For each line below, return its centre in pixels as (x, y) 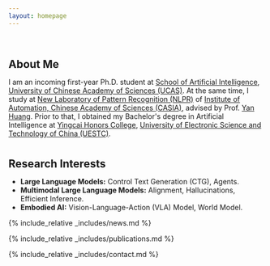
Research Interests (57, 164)
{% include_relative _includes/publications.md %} (91, 239)
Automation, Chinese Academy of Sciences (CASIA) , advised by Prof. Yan (131, 108)
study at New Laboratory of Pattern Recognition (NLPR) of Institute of (124, 99)
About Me (34, 64)
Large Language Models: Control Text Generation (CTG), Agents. (129, 181)
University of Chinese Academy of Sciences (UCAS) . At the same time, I (129, 91)
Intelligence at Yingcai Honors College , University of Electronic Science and (135, 125)
